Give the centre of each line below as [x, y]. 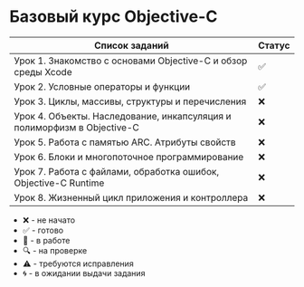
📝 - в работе [46, 240]
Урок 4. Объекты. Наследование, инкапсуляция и [123, 116]
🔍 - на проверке [55, 250]
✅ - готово [43, 230]
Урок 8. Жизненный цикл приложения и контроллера [131, 197]
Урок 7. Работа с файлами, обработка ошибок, [117, 171]
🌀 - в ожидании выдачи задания [84, 273]
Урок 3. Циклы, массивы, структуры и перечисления [130, 101]
